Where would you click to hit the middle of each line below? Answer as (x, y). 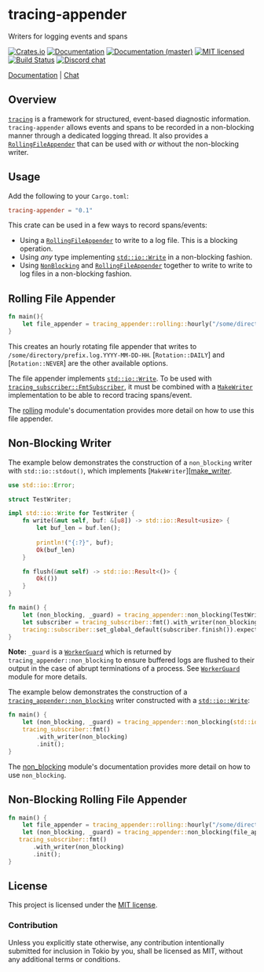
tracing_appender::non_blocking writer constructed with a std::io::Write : (129, 701)
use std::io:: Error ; (42, 485)
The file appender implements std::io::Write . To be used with (110, 378)
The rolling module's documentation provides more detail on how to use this (131, 410)
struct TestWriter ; (40, 499)
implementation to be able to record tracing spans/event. (100, 395)
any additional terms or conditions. (64, 959)
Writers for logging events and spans (68, 36)
